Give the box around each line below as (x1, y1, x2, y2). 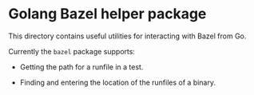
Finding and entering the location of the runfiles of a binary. (19, 77, 216, 87)
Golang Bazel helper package (8, 5, 207, 23)
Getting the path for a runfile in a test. (19, 61, 144, 72)
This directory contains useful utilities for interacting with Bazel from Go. (8, 31, 247, 41)
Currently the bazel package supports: (8, 46, 136, 56)
